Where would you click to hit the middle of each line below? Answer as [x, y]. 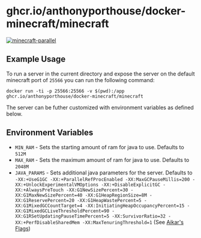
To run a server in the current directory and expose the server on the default [100, 74]
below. [14, 114]
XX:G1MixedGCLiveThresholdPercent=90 [62, 211]
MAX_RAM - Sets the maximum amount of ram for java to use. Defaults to [102, 159]
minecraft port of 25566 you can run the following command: [80, 80]
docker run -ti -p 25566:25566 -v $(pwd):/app [65, 91]
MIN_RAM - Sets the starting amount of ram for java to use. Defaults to [99, 147]
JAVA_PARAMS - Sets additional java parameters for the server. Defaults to [104, 173]
